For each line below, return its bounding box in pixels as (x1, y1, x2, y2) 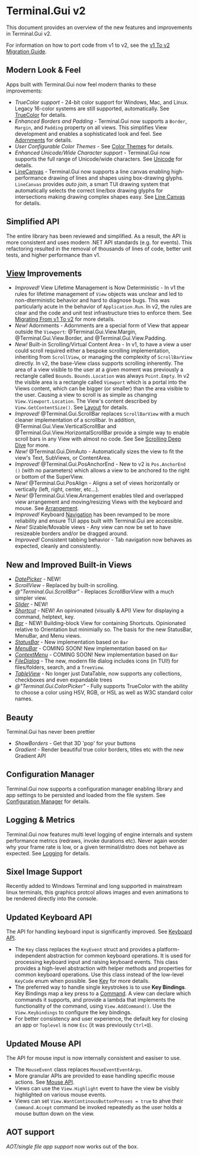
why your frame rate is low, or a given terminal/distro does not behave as (6, 843, 185, 851)
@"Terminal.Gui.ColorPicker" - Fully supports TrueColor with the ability (14, 683, 188, 690)
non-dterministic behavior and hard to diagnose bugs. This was (14, 297, 170, 304)
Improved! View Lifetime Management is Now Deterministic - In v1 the (14, 284, 185, 291)
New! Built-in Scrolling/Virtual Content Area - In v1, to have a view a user (14, 341, 192, 348)
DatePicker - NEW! (14, 575, 61, 582)
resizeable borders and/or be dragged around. (14, 530, 129, 537)
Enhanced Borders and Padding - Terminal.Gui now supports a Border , (14, 117, 187, 125)
